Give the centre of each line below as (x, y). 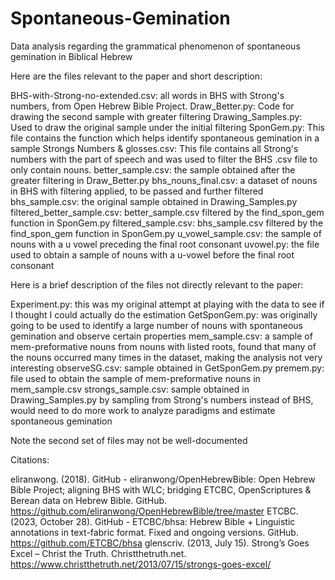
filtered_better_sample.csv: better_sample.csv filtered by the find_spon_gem (167, 212)
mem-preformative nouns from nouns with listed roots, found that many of (163, 346)
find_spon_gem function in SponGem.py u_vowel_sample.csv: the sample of (166, 233)
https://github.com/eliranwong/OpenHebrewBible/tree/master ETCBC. (154, 511)
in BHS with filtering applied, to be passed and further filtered (137, 191)
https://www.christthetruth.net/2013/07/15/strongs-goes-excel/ (141, 564)
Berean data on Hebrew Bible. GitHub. (89, 500)
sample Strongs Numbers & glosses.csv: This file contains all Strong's (154, 148)
